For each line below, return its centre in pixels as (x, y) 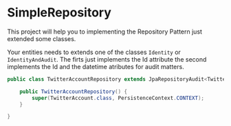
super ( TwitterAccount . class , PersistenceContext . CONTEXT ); (118, 98)
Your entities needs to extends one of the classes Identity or (94, 52)
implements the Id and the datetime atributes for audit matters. (96, 66)
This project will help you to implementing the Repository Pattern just (105, 32)
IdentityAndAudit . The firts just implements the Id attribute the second (107, 59)
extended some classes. (42, 38)
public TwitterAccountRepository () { (74, 91)
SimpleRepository (59, 13)
